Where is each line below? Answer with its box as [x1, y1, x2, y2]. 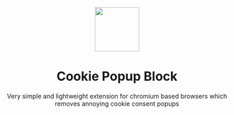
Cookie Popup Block [56, 68, 178, 84]
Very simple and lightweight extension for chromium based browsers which [6, 92, 228, 100]
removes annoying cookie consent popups [55, 99, 179, 108]
